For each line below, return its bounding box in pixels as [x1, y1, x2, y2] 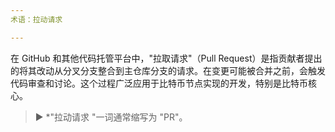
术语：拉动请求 [10, 14, 63, 25]
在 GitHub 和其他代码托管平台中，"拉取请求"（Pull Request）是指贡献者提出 [10, 52, 323, 64]
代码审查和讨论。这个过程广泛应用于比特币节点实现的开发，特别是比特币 [10, 77, 308, 89]
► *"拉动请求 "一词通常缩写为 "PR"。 [34, 111, 188, 123]
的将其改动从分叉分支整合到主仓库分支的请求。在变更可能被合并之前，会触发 [10, 64, 326, 76]
